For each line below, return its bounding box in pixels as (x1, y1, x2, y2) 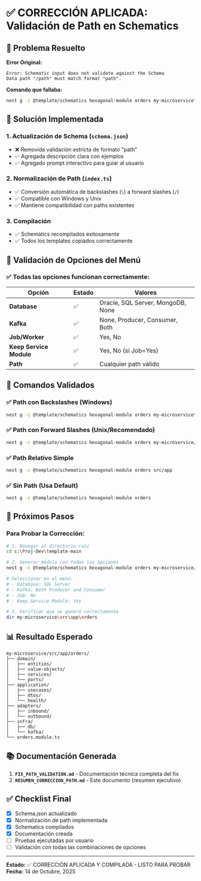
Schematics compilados (14, 823, 74, 830)
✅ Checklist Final (6, 794, 72, 804)
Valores (134, 288, 157, 296)
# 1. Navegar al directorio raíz (6, 543, 90, 549)
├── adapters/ (6, 703, 42, 709)
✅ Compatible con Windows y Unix (14, 195, 102, 202)
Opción (28, 288, 49, 296)
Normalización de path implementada (14, 816, 108, 824)
